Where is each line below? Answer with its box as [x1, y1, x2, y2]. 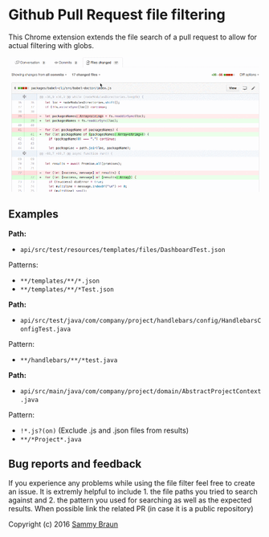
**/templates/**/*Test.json [19, 285, 114, 294]
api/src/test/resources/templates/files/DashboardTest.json [19, 246, 226, 254]
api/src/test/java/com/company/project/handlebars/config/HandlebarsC [19, 316, 262, 324]
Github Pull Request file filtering [8, 6, 226, 24]
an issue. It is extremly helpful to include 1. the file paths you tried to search [8, 487, 259, 497]
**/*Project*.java [19, 435, 82, 443]
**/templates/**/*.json [19, 277, 100, 285]
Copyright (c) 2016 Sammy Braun [8, 519, 119, 529]
